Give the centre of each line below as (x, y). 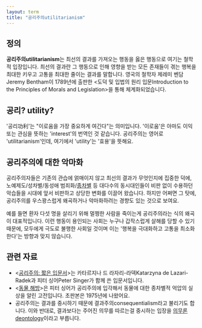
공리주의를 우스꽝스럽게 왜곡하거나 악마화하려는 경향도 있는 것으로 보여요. (93, 200)
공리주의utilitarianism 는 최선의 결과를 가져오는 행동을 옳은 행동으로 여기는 (94, 59)
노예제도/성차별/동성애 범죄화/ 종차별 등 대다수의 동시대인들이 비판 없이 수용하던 (100, 185)
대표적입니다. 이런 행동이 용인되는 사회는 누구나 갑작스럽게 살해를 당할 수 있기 (104, 221)
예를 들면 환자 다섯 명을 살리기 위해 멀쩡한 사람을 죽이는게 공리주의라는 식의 (95, 213)
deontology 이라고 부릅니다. (48, 318)
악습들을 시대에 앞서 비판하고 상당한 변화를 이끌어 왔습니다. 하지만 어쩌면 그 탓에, (101, 193)
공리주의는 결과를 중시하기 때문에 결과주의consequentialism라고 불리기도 (102, 303)
